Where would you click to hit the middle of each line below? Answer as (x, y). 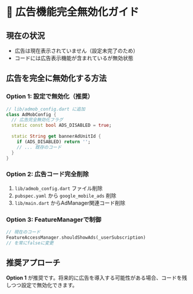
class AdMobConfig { (31, 114)
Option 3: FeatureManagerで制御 (54, 219)
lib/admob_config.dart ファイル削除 (59, 188)
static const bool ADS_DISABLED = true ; (61, 126)
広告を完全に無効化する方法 (56, 78)
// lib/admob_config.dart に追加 (46, 109)
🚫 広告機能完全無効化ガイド (73, 12)
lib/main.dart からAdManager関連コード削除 (70, 202)
